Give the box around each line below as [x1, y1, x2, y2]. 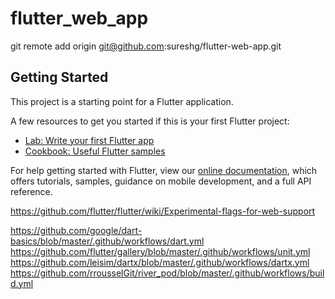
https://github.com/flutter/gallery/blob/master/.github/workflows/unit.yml [10, 245, 311, 257]
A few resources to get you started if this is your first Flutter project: [10, 115, 290, 127]
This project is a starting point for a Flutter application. [10, 95, 234, 107]
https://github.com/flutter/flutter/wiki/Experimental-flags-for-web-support [10, 205, 316, 217]
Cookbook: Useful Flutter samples [24, 145, 166, 157]
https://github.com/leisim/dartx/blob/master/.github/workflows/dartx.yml [10, 256, 310, 268]
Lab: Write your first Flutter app [24, 134, 155, 146]
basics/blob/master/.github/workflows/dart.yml [10, 235, 205, 247]
